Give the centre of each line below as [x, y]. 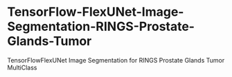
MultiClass [22, 67]
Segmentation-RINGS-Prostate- [101, 26]
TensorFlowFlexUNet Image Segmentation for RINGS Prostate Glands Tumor [116, 60]
